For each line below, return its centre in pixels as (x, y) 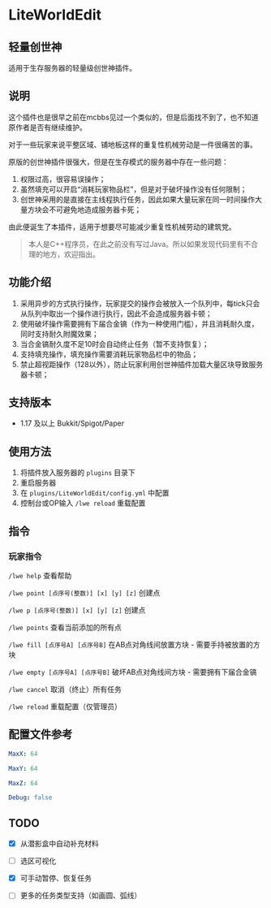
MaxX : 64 (23, 754)
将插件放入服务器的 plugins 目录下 (77, 473)
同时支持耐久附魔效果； (59, 334)
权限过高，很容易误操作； (63, 179)
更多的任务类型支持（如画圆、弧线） (81, 896)
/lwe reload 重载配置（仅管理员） (65, 706)
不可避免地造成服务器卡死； (95, 210)
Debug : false (30, 798)
